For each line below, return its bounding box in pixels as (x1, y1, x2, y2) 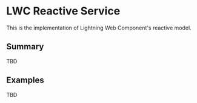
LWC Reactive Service (6, 4, 121, 18)
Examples (6, 75, 44, 86)
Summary (6, 42, 44, 52)
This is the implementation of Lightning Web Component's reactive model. (6, 24, 192, 31)
